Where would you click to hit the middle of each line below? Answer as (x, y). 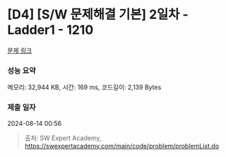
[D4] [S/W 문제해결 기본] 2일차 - (98, 14)
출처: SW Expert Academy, (63, 138)
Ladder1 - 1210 (50, 30)
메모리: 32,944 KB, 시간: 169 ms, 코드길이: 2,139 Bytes (84, 87)
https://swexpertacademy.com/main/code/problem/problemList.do (122, 146)
